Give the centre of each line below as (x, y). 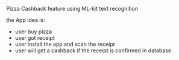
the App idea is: (26, 20)
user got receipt (35, 38)
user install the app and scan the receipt (65, 44)
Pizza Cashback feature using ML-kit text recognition (72, 9)
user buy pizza (33, 31)
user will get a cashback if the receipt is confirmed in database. (94, 50)
